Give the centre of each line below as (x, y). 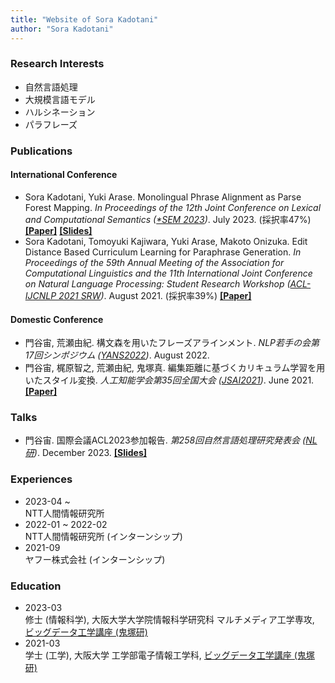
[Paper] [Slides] (58, 230)
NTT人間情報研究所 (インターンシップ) (103, 536)
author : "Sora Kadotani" (62, 29)
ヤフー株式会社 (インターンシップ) (95, 559)
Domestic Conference (57, 319)
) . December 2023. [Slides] (90, 453)
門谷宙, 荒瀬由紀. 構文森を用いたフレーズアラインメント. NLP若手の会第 (172, 343)
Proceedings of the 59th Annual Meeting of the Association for (154, 262)
